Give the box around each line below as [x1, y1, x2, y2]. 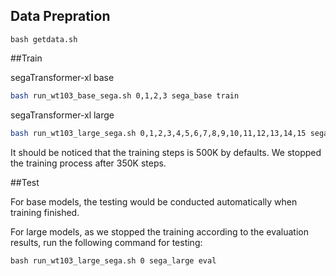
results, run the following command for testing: [10, 236, 203, 248]
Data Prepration [10, 8, 111, 25]
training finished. [10, 206, 80, 218]
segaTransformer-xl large [10, 109, 115, 121]
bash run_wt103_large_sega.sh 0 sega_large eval [10, 255, 217, 266]
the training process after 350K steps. [10, 157, 167, 169]
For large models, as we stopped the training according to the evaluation [10, 225, 309, 238]
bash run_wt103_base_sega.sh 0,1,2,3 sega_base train [10, 90, 240, 101]
